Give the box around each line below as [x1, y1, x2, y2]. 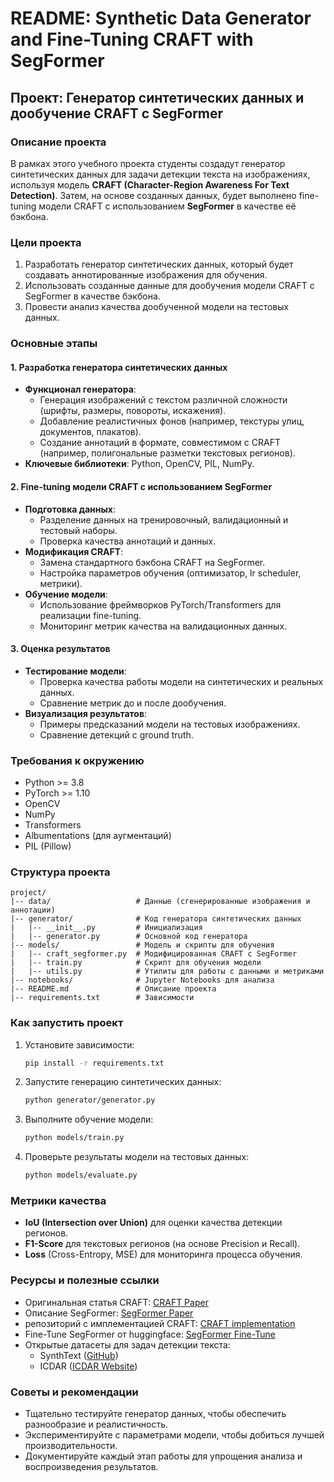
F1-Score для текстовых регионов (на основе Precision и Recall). [24, 1238, 301, 1250]
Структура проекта [10, 865, 111, 879]
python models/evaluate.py [24, 1170, 138, 1181]
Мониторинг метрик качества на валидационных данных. [39, 620, 288, 632]
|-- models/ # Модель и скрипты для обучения [10, 940, 275, 951]
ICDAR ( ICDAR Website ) [39, 1360, 138, 1372]
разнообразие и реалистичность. [24, 1418, 169, 1430]
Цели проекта [10, 235, 82, 249]
